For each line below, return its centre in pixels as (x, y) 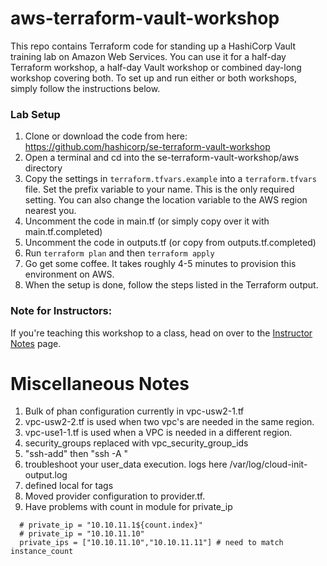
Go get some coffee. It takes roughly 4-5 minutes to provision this (160, 264)
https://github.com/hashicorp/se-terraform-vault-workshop (147, 147)
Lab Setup (35, 114)
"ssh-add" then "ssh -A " (76, 454)
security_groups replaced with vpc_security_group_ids (136, 443)
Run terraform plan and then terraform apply (119, 253)
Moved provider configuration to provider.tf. (115, 496)
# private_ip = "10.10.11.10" (82, 534)
